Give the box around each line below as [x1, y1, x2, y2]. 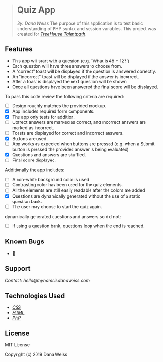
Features [5, 45, 33, 53]
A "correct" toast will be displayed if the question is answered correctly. [12, 68, 157, 74]
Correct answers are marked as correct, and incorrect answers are [12, 119, 146, 125]
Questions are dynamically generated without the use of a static [12, 193, 141, 199]
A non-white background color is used [12, 177, 89, 182]
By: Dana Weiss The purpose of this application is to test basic [17, 20, 143, 26]
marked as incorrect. [12, 125, 54, 131]
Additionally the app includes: [5, 167, 65, 173]
